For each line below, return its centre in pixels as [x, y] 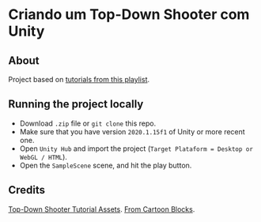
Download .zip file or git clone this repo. [88, 123]
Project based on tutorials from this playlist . [79, 79]
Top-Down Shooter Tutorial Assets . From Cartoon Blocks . [102, 209]
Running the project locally [76, 104]
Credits [27, 190]
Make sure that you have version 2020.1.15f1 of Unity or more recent [132, 131]
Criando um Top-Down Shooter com [129, 15]
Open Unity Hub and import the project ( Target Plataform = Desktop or [136, 149]
